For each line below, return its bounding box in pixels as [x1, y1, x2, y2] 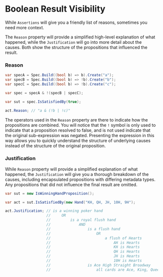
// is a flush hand [46, 226, 120, 231]
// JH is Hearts [46, 254, 140, 259]
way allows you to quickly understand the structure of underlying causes [5, 138, 151, 144]
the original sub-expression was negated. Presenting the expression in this [5, 133, 154, 138]
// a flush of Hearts [46, 236, 142, 241]
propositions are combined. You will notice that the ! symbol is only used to [5, 122, 156, 128]
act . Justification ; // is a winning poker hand [5, 208, 103, 213]
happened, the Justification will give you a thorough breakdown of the [5, 171, 149, 177]
